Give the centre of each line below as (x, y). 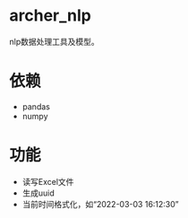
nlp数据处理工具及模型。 (55, 41)
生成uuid (38, 193)
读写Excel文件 (48, 181)
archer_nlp (50, 16)
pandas (36, 106)
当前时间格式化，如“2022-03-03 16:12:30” (100, 204)
